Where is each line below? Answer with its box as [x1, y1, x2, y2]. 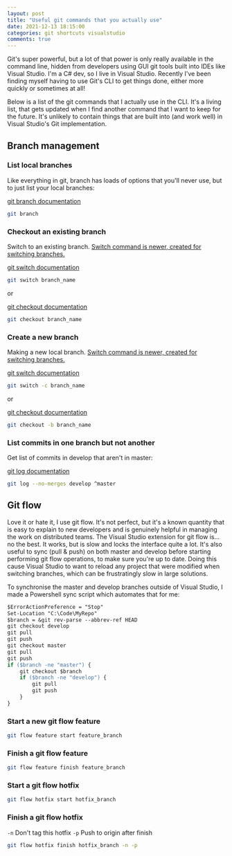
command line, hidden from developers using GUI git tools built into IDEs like [7, 62, 226, 71]
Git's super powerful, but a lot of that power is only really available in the [7, 55, 214, 63]
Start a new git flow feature [7, 716, 100, 726]
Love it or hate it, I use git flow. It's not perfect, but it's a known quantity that [7, 518, 225, 526]
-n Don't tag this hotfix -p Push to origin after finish [7, 828, 152, 837]
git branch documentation [7, 197, 81, 205]
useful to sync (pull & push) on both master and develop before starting [7, 547, 211, 556]
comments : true [7, 36, 51, 43]
